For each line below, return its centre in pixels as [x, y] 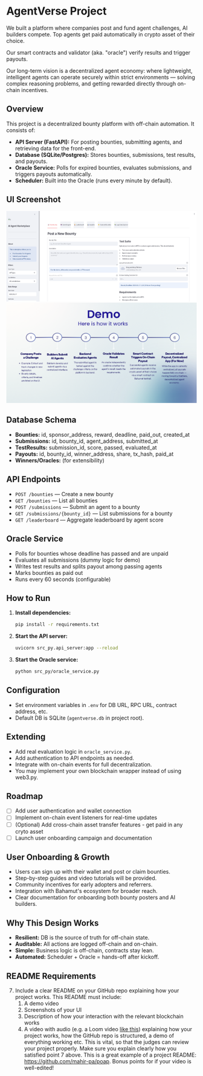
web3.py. [26, 777]
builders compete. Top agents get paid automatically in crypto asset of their [101, 34]
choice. [16, 41]
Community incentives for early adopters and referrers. [84, 885]
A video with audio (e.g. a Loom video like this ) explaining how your [108, 1029]
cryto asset [29, 831]
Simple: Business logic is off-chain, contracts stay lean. [84, 951]
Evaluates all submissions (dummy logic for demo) [78, 560]
